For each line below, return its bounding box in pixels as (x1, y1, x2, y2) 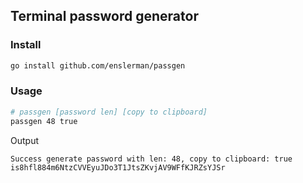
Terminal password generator (10, 8, 199, 25)
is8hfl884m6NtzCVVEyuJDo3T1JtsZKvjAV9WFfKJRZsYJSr (10, 162, 226, 173)
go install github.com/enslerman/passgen (10, 60, 186, 71)
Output (10, 134, 39, 146)
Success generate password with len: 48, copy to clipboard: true (10, 154, 293, 164)
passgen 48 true (10, 116, 78, 126)
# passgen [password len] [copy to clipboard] (10, 107, 208, 117)
